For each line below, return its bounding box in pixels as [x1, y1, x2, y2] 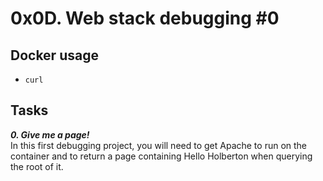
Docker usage [10, 47, 99, 64]
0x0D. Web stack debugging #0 [10, 7, 280, 30]
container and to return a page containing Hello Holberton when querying [10, 150, 313, 162]
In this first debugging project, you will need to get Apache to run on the [10, 139, 308, 151]
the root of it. [10, 160, 64, 172]
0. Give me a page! [10, 128, 90, 141]
